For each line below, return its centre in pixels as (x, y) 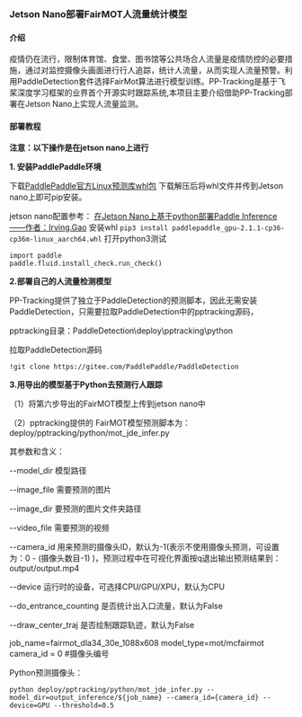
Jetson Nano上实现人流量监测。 (84, 104)
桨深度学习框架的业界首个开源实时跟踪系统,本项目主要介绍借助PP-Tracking (147, 93)
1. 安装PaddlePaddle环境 (55, 167)
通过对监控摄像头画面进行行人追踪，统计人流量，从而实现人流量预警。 (155, 70)
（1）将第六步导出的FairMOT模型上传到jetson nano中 (108, 404)
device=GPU (30, 706)
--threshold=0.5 (84, 706)
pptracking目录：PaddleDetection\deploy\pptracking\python (121, 331)
